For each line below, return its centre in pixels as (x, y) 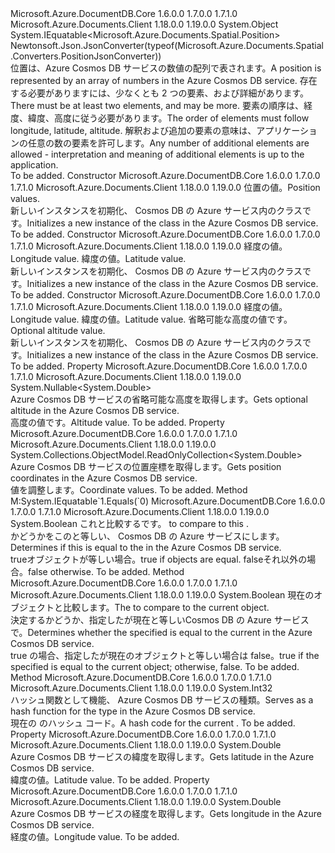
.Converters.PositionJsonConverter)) (86, 56)
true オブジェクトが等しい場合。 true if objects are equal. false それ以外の (159, 559)
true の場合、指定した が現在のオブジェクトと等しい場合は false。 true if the (165, 655)
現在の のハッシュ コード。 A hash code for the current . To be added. (153, 723)
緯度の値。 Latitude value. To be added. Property (110, 780)
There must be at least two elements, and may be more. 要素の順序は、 (157, 105)
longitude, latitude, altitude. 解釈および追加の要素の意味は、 (133, 130)
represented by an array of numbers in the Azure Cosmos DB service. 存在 (164, 80)
